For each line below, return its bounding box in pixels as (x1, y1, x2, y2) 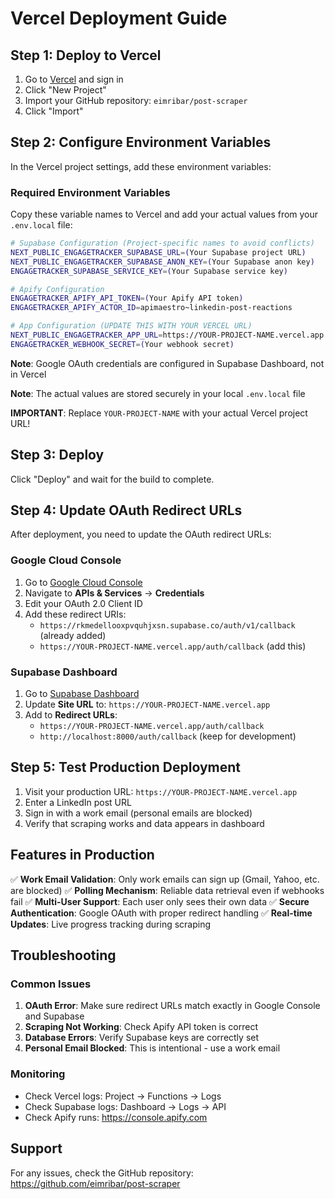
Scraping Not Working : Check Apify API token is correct (24, 1021, 258, 1033)
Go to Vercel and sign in (24, 73, 124, 85)
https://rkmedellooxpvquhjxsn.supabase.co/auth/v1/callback (39, 620, 296, 631)
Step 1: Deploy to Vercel (10, 47, 162, 64)
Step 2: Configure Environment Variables (10, 134, 272, 151)
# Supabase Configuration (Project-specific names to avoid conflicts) (10, 238, 315, 249)
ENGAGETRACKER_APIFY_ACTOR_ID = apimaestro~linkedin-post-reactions (10, 303, 293, 313)
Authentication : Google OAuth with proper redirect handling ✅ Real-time (10, 907, 313, 919)
